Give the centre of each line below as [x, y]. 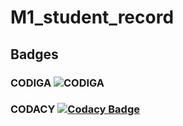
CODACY [33, 109]
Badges [34, 54]
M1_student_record [92, 17]
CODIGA [31, 83]
